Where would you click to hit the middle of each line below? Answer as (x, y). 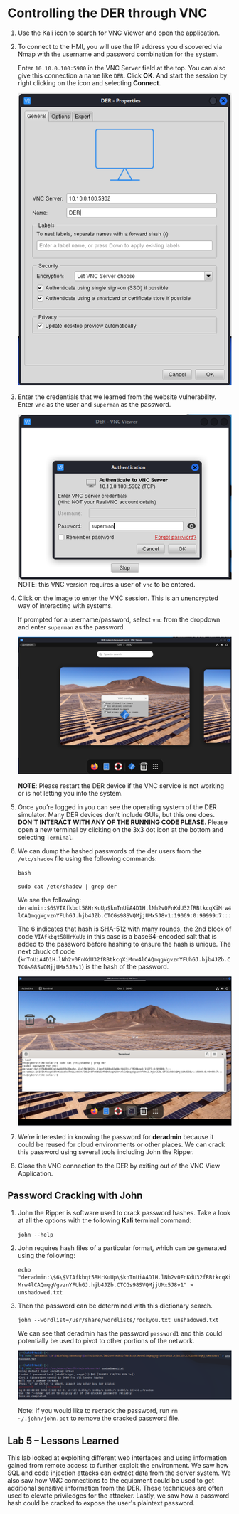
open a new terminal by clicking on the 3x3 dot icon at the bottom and (121, 830)
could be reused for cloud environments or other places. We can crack (121, 1145)
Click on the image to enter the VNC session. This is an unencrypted (118, 598)
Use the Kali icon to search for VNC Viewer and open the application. (119, 33)
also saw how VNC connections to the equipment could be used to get (111, 1480)
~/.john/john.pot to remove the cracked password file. (99, 1418)
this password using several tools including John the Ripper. (106, 1152)
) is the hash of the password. (125, 967)
